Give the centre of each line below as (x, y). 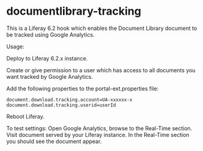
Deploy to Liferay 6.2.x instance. (47, 58)
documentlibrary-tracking (74, 11)
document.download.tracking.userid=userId (61, 105)
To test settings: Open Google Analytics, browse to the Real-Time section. (99, 128)
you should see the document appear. (54, 141)
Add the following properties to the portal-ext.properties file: (83, 88)
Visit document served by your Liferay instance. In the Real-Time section (98, 134)
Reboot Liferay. (25, 116)
